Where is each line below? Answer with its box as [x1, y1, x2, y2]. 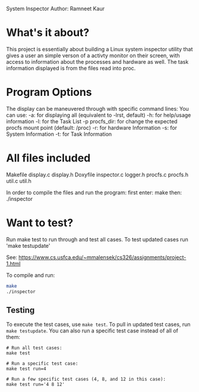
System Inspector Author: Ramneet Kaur [6, 5, 105, 12]
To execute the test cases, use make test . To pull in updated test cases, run [6, 321, 191, 328]
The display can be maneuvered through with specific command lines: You [6, 105, 189, 112]
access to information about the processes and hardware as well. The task [6, 58, 189, 65]
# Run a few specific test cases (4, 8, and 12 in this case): [6, 377, 166, 382]
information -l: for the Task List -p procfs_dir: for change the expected [6, 117, 178, 125]
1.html [6, 260, 21, 267]
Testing [6, 305, 35, 315]
